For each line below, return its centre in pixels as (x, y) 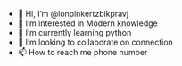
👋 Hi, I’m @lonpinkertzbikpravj (73, 14)
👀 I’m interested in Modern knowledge (87, 23)
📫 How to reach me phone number (83, 52)
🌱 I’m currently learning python (74, 33)
